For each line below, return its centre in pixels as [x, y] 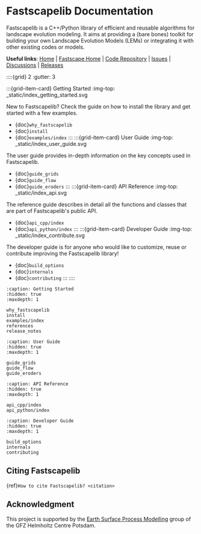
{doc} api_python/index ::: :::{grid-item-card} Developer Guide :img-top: [104, 229]
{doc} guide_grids [37, 174]
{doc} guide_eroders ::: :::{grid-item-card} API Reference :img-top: [96, 186]
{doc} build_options [39, 265]
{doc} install [31, 131]
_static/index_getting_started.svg [47, 95]
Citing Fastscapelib [43, 471]
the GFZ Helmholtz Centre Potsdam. [51, 525]
